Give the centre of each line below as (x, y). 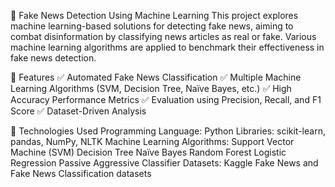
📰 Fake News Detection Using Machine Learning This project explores (154, 15)
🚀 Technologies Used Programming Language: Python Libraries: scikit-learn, (168, 131)
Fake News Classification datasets (81, 173)
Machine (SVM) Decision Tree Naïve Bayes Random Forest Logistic (148, 152)
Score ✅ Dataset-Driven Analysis (78, 111)
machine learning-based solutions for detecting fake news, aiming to (152, 26)
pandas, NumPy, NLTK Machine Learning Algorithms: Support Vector (152, 141)
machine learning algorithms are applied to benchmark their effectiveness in (167, 47)
